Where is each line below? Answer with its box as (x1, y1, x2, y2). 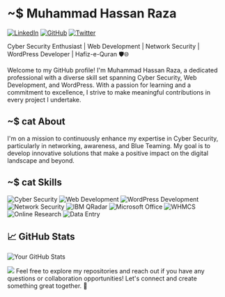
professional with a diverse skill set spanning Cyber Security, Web (7, 73, 197, 81)
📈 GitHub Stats (7, 230, 75, 242)
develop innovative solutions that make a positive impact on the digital (7, 149, 209, 157)
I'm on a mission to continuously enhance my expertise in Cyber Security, (7, 134, 219, 143)
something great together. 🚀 (7, 282, 88, 290)
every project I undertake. (7, 95, 82, 104)
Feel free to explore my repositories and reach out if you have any (15, 267, 205, 275)
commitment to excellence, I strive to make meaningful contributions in (7, 88, 211, 96)
